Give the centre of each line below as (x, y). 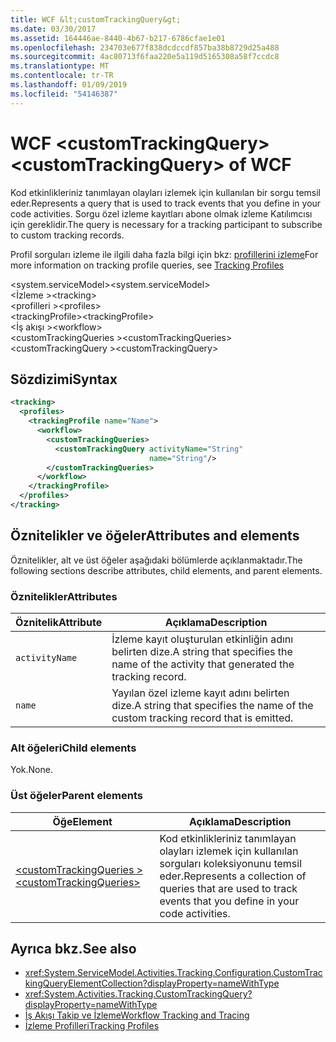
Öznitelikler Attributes (64, 596)
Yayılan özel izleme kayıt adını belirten (200, 693)
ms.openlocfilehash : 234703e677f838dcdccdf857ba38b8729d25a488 (145, 47)
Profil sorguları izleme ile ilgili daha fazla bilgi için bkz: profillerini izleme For (164, 254)
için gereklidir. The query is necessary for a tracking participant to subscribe (166, 224)
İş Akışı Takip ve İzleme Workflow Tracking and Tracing (137, 1015)
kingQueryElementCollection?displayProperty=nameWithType (152, 983)
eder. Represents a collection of (233, 876)
